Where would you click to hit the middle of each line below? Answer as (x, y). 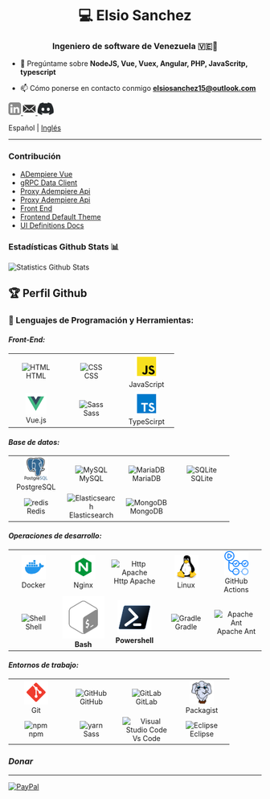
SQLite (202, 479)
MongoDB (146, 511)
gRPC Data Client (49, 183)
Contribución (35, 156)
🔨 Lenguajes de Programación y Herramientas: (101, 320)
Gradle (186, 627)
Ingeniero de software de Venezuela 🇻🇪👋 (135, 47)
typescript (38, 72)
